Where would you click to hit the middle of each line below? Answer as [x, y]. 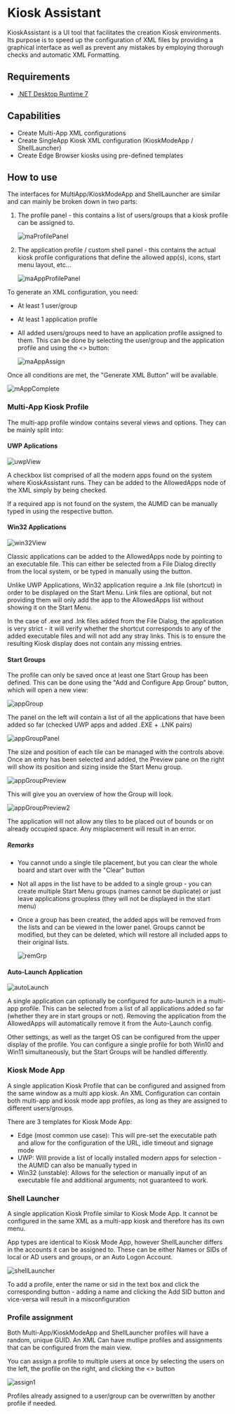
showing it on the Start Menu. [50, 608]
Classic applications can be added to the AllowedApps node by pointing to [115, 557]
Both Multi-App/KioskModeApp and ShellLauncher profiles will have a [108, 1332]
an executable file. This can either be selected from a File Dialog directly [112, 564]
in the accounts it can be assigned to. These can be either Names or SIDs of [117, 1250]
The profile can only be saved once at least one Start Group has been [108, 675]
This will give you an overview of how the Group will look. [90, 794]
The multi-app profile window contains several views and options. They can [117, 422]
